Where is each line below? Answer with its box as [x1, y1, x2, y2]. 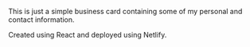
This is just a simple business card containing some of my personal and [8, 7, 243, 16]
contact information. [8, 15, 75, 24]
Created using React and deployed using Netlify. [8, 31, 167, 39]
